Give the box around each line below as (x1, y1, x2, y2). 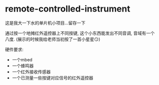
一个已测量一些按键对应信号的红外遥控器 (12, 75, 93, 81)
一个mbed (12, 57, 33, 62)
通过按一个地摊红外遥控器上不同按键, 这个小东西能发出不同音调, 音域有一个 (5, 30, 155, 36)
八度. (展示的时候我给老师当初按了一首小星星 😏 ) (5, 36, 101, 42)
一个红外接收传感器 (12, 69, 51, 74)
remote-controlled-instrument (5, 3, 130, 14)
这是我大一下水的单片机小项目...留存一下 (5, 20, 86, 26)
